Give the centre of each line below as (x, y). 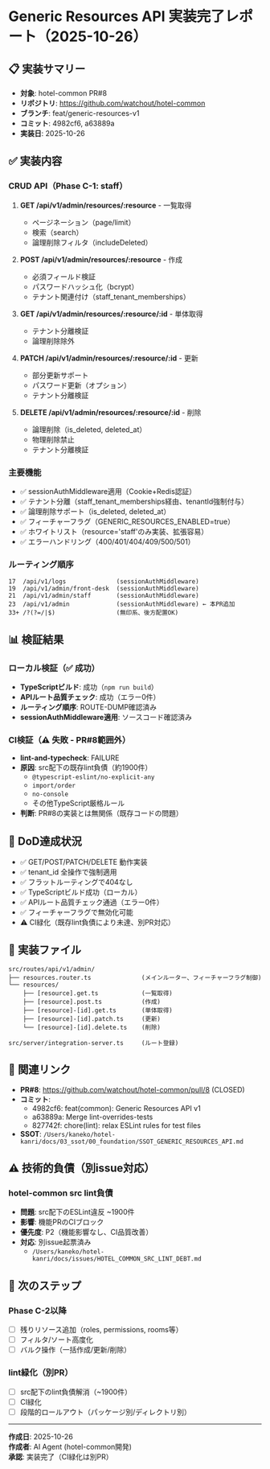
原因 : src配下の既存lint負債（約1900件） (86, 767)
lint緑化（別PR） (41, 1372)
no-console (50, 794)
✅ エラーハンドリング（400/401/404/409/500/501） (107, 541)
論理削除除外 (53, 341)
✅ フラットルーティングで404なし (76, 883)
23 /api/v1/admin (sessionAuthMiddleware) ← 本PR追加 (122, 604)
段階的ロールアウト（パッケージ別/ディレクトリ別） (105, 1412)
